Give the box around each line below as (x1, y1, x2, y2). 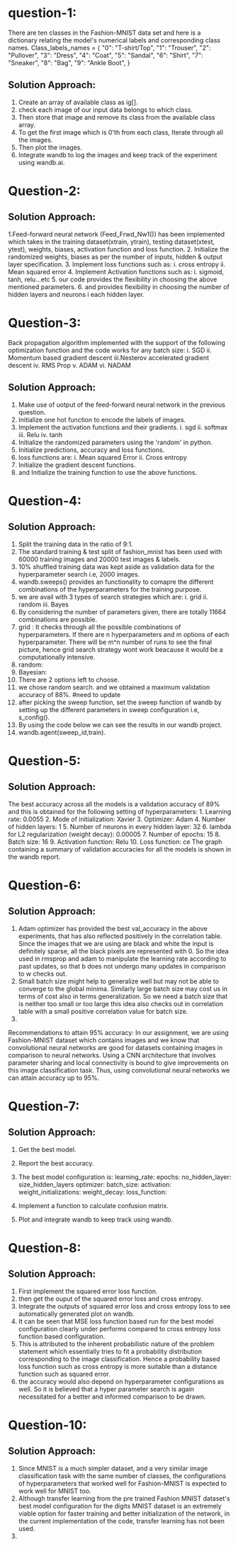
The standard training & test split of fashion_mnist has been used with (18, 547, 222, 555)
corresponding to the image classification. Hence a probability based (18, 1355, 220, 1363)
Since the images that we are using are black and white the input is (18, 939, 215, 947)
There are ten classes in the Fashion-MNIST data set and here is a (8, 28, 201, 37)
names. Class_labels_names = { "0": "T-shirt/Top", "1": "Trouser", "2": (8, 43, 211, 52)
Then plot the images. (18, 143, 83, 152)
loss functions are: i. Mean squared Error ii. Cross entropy (18, 453, 187, 461)
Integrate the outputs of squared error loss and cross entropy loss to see (18, 1302, 231, 1310)
